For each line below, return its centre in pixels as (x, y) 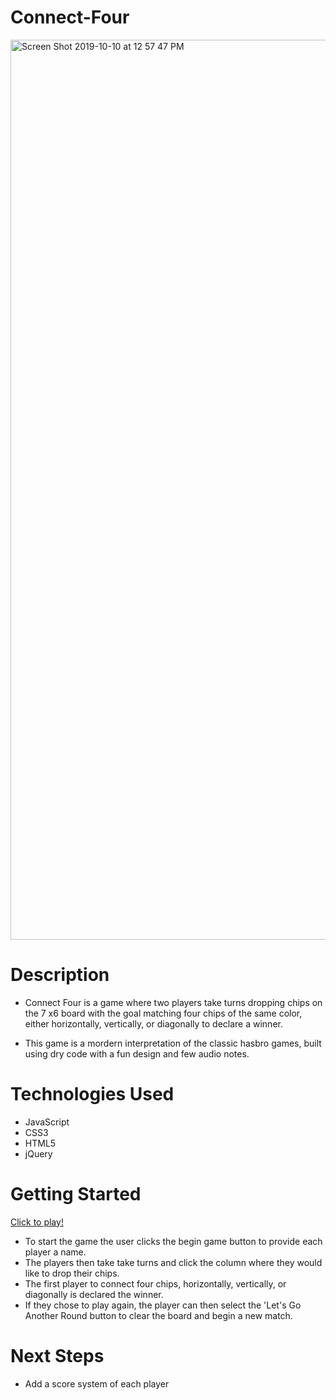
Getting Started (76, 1194)
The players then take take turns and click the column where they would (173, 1262)
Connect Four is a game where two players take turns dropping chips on (173, 1002)
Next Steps (57, 1355)
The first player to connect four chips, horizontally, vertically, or (155, 1283)
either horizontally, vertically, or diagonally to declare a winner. (153, 1023)
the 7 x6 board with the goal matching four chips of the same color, (163, 1013)
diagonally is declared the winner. (94, 1294)
